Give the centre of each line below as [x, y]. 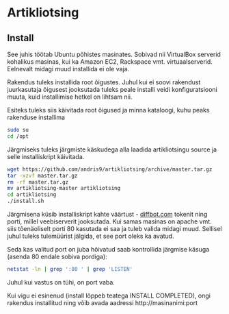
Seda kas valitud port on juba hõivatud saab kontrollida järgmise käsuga [108, 249]
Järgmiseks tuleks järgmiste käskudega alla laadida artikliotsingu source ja [112, 149]
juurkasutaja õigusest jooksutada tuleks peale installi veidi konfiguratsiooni [112, 89]
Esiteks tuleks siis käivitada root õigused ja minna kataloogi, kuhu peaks [108, 110]
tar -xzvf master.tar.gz [42, 176]
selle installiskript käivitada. [46, 156]
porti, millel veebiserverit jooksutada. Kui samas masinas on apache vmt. [109, 221]
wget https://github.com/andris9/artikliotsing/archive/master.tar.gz [110, 169]
